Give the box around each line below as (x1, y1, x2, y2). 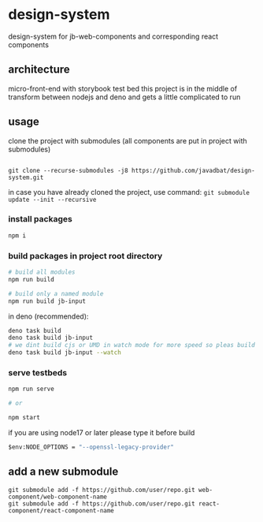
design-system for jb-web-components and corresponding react (8, 32, 219, 41)
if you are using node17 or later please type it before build (8, 427, 195, 437)
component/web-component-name (8, 493, 108, 501)
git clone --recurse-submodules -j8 (8, 166, 128, 174)
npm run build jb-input (8, 297, 87, 305)
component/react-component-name (8, 506, 114, 514)
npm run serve (8, 385, 55, 393)
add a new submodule (8, 465, 119, 479)
